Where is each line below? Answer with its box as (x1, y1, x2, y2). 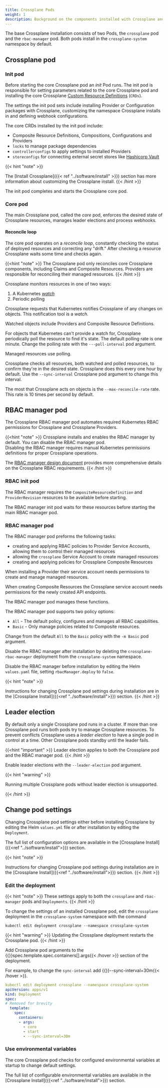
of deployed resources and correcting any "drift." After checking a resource (5, 245, 161, 251)
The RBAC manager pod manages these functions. (5, 598, 110, 604)
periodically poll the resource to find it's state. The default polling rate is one (5, 335, 162, 341)
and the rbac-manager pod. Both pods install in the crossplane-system (5, 36, 147, 42)
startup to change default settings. (5, 1062, 76, 1068)
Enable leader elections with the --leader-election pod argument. (5, 762, 142, 768)
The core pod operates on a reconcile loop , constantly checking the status (5, 240, 159, 246)
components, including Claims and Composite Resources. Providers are (5, 266, 153, 272)
